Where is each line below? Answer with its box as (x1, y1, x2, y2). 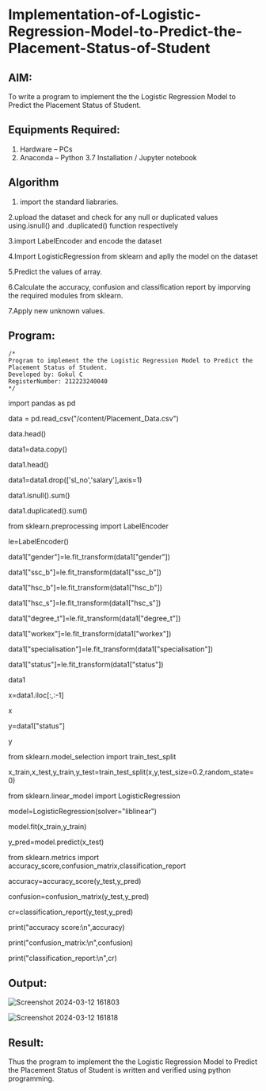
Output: (8, 976, 47, 989)
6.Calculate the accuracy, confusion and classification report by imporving (8, 282, 251, 291)
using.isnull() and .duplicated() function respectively (8, 221, 179, 230)
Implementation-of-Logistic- (8, 6, 202, 24)
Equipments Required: (8, 123, 120, 136)
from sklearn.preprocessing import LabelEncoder (8, 521, 169, 531)
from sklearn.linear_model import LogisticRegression (8, 791, 180, 801)
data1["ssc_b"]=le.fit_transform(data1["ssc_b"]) (8, 567, 162, 577)
